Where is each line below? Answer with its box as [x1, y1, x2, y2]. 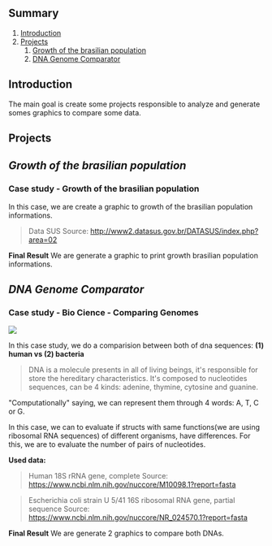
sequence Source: [28, 504, 90, 514]
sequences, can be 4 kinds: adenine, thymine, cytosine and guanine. [28, 382, 258, 392]
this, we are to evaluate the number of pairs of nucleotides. [8, 440, 206, 449]
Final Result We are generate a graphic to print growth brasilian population [8, 250, 258, 260]
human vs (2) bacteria [8, 349, 84, 359]
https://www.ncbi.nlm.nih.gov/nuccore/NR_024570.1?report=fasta [28, 513, 248, 522]
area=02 [28, 235, 58, 245]
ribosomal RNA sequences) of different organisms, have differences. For [8, 431, 251, 441]
